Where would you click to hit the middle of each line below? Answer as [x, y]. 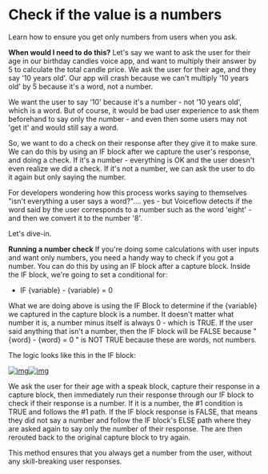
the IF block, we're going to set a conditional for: [88, 275]
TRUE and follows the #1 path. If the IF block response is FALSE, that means [133, 412]
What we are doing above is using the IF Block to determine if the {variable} [133, 305]
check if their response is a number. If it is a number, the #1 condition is [126, 403]
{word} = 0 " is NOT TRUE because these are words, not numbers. [148, 339]
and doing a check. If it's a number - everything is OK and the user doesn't [132, 160]
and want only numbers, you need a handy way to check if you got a [121, 257]
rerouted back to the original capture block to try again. [99, 437]
